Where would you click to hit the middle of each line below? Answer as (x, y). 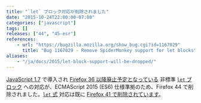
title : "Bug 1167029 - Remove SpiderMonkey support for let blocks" (109, 51)
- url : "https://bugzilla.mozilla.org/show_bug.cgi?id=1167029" (99, 45)
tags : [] (17, 28)
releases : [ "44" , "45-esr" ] (41, 34)
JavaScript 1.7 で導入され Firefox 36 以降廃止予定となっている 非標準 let (96, 79)
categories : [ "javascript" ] (41, 23)
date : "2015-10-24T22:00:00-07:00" (51, 17)
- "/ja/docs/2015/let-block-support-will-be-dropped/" (87, 61)
